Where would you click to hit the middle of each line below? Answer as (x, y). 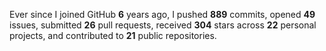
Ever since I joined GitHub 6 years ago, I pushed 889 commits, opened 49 (162, 14)
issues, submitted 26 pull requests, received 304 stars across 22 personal (163, 25)
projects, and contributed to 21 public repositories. (113, 35)
